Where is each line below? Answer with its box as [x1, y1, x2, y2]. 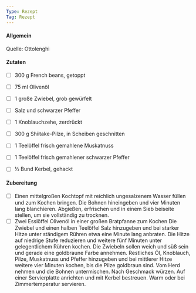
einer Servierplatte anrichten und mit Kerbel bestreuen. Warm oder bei [14, 274, 185, 281]
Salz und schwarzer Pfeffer [14, 107, 81, 114]
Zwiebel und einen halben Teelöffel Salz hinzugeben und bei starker [14, 224, 180, 231]
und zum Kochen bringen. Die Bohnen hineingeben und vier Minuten [14, 199, 181, 206]
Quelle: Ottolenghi [6, 45, 50, 52]
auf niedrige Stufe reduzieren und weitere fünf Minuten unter [14, 237, 163, 244]
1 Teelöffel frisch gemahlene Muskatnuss [14, 142, 114, 149]
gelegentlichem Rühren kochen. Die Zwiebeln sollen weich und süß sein [14, 243, 189, 250]
